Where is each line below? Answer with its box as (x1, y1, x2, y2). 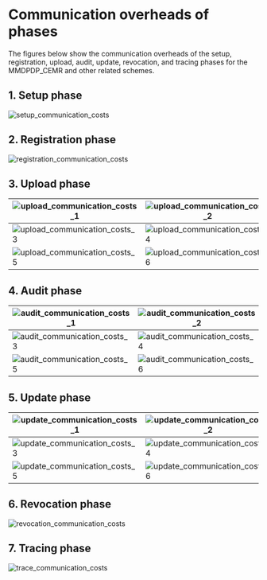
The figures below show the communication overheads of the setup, (8, 49, 232, 58)
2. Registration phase (8, 133, 117, 146)
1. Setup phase (8, 89, 83, 103)
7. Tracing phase (8, 542, 91, 555)
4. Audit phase (8, 284, 82, 298)
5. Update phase (8, 391, 91, 404)
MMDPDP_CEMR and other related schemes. (8, 65, 155, 75)
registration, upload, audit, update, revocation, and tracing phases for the (8, 57, 248, 67)
